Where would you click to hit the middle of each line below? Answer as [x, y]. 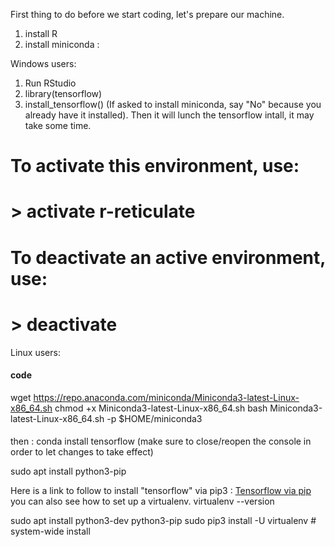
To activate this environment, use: [155, 166]
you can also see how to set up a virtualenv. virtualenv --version [142, 501]
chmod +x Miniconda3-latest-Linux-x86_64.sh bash [161, 408]
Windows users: [43, 63]
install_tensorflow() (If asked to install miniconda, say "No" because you [173, 104]
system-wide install [50, 531]
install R [41, 33]
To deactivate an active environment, [168, 257]
